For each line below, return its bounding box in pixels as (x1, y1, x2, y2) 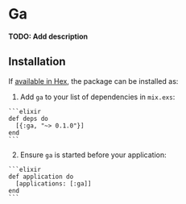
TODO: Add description (8, 31, 89, 41)
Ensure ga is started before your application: (19, 150, 167, 160)
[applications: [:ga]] (15, 179, 92, 188)
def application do (8, 173, 74, 181)
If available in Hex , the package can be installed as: (8, 76, 179, 85)
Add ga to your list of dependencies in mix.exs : (19, 92, 176, 102)
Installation (8, 55, 66, 69)
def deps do (8, 114, 48, 123)
